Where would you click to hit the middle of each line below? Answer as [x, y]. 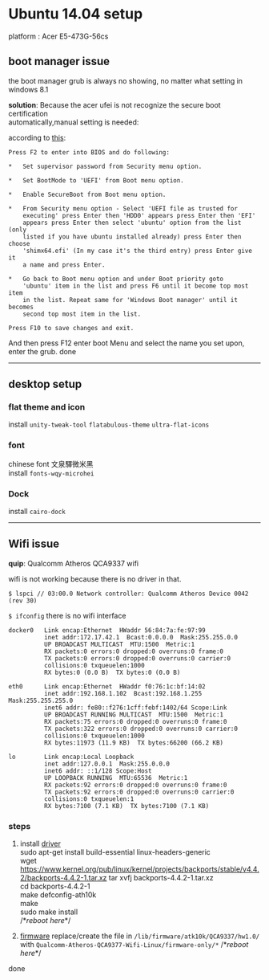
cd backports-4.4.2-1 [55, 886]
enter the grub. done [42, 351]
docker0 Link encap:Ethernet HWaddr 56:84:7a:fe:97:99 [107, 630]
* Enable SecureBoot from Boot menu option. [87, 194]
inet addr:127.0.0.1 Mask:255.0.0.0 [107, 764]
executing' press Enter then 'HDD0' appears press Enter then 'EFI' [139, 215]
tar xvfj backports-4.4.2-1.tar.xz [161, 878]
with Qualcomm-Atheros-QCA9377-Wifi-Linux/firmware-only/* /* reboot [134, 945]
